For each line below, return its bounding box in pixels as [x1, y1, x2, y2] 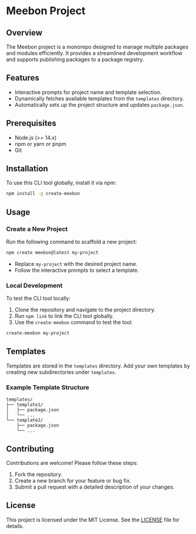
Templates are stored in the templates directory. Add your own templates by [6, 362, 190, 369]
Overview [6, 28, 43, 38]
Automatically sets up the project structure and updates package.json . [14, 101, 184, 108]
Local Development [6, 281, 63, 289]
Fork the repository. [14, 471, 63, 478]
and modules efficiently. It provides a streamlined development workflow [6, 50, 182, 57]
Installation [6, 164, 48, 174]
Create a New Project [6, 224, 68, 233]
